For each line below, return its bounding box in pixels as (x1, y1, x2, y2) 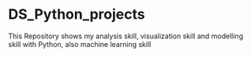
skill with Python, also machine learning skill (8, 39, 152, 48)
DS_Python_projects (8, 5, 145, 23)
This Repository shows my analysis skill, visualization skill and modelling (8, 31, 243, 41)
